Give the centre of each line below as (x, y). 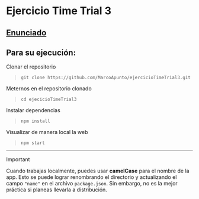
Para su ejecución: (41, 52)
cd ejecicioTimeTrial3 (49, 99)
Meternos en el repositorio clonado (49, 89)
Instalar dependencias (33, 110)
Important (18, 159)
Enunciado (26, 33)
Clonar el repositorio (31, 67)
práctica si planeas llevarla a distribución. (57, 190)
